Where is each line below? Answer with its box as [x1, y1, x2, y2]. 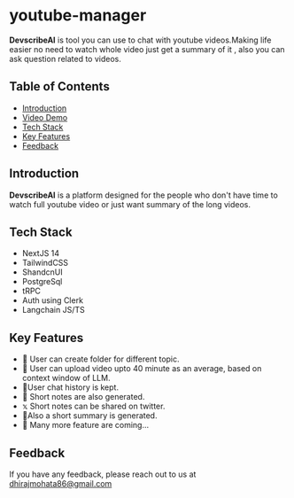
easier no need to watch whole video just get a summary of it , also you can [9, 43, 285, 54]
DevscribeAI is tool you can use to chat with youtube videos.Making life [9, 35, 272, 45]
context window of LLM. [21, 373, 111, 384]
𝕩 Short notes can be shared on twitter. [21, 401, 166, 412]
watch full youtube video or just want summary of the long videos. [9, 198, 251, 209]
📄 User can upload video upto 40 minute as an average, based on [21, 363, 262, 374]
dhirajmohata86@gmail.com [9, 479, 112, 488]
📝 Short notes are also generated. [21, 392, 145, 402]
